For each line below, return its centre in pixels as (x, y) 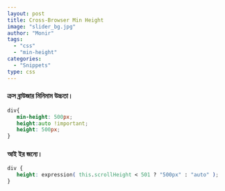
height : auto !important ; (52, 123)
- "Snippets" (32, 65)
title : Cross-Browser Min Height (56, 20)
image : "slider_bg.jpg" (42, 26)
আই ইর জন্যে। (25, 154)
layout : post (26, 14)
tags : (15, 40)
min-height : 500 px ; (44, 117)
